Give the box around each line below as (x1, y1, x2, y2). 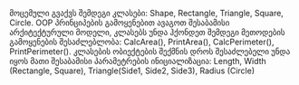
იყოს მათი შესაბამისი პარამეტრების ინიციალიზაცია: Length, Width (9, 56, 267, 66)
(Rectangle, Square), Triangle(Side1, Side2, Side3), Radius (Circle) (9, 65, 256, 76)
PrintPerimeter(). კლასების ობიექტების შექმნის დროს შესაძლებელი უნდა (9, 46, 291, 57)
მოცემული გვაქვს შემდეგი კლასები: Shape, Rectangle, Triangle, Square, (9, 8, 284, 18)
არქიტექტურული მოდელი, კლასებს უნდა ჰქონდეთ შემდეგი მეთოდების (9, 27, 285, 37)
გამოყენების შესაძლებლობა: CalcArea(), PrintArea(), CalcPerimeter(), (9, 36, 275, 47)
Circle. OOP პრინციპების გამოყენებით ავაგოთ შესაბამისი (9, 17, 230, 28)
